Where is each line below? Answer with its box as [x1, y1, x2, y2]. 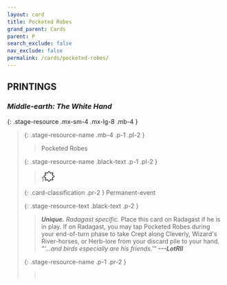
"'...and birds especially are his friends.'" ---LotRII [41, 244, 184, 253]
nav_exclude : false [7, 47, 63, 54]
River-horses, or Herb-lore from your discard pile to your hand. [41, 237, 220, 245]
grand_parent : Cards [7, 25, 67, 32]
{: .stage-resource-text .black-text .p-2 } [23, 202, 139, 210]
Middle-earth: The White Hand [7, 102, 112, 112]
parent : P [7, 33, 36, 40]
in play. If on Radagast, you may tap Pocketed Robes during [41, 222, 210, 231]
